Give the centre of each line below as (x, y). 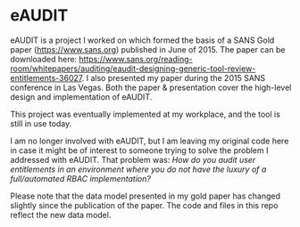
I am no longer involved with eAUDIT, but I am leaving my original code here (150, 141)
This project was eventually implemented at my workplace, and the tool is (145, 114)
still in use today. (41, 123)
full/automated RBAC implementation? (80, 178)
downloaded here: (44, 59)
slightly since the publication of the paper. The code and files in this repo (144, 205)
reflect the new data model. (61, 215)
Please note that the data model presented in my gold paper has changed (145, 196)
